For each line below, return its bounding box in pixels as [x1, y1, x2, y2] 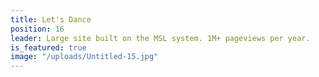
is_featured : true [10, 42, 87, 53]
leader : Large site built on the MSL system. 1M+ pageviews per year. [10, 33, 311, 43]
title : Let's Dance [10, 14, 92, 25]
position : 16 [10, 24, 65, 34]
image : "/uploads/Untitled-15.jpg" [10, 52, 159, 62]
